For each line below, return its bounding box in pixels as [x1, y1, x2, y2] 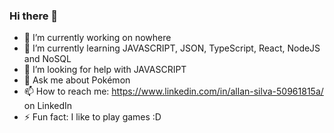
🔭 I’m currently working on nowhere [23, 32, 172, 44]
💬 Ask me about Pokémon [23, 74, 131, 86]
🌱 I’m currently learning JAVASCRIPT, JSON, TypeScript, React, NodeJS [23, 42, 321, 54]
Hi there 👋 [9, 9, 59, 23]
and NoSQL [23, 53, 72, 65]
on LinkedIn [23, 100, 73, 112]
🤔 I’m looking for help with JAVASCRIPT [23, 64, 187, 76]
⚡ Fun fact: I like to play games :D [23, 111, 162, 123]
